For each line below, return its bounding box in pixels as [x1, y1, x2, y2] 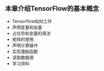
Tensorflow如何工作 [12, 18, 52, 24]
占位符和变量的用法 [12, 30, 51, 36]
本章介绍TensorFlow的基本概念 [5, 4, 99, 13]
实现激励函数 [12, 48, 38, 54]
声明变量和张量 [12, 24, 42, 30]
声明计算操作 [12, 43, 38, 48]
